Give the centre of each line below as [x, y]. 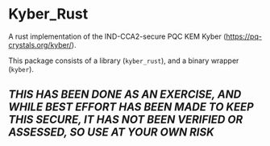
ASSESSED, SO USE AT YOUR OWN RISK [112, 133]
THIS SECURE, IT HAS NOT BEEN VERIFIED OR [126, 120]
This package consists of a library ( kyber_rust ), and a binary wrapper [124, 60]
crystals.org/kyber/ [40, 44]
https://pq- [243, 36]
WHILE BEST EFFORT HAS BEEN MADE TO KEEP [131, 107]
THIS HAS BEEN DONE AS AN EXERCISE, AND [125, 95]
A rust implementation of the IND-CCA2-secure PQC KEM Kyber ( [117, 36]
